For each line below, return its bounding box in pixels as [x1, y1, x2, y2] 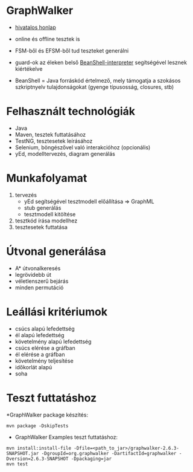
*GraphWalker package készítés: [6, 411, 89, 418]
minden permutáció [14, 283, 64, 291]
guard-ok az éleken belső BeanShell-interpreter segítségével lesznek [14, 59, 187, 66]
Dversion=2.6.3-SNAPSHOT [6, 456, 69, 462]
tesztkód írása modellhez [14, 217, 78, 224]
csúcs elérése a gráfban [14, 344, 75, 351]
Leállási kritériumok [6, 305, 107, 318]
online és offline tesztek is [14, 35, 80, 42]
